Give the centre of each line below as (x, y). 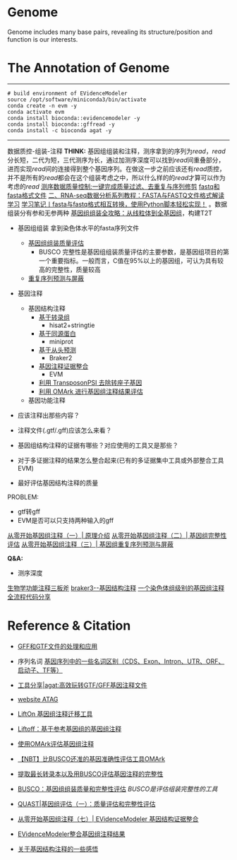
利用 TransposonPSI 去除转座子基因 (90, 382)
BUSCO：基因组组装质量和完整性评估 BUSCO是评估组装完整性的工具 (117, 789)
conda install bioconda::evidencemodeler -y (74, 118)
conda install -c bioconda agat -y (60, 130)
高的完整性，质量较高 (69, 269)
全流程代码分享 (29, 596)
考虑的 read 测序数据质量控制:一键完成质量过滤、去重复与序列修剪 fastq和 (114, 186)
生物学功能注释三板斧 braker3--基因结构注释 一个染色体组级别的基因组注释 (116, 588)
